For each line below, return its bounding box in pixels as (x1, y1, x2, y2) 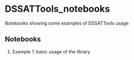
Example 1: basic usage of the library (12, 48, 90, 54)
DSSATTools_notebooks (5, 3, 110, 15)
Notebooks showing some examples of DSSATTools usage (5, 20, 129, 26)
